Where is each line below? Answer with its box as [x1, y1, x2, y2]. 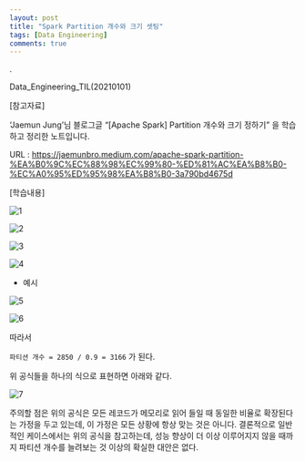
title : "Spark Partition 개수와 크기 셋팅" [9, 22, 164, 31]
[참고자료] [9, 100, 46, 111]
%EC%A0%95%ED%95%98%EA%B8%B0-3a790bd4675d [9, 169, 234, 179]
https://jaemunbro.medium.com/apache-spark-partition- [31, 149, 244, 160]
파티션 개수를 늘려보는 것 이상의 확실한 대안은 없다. [18, 442, 198, 453]
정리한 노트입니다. [25, 131, 90, 142]
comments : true [9, 38, 67, 48]
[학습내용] [9, 188, 46, 199]
